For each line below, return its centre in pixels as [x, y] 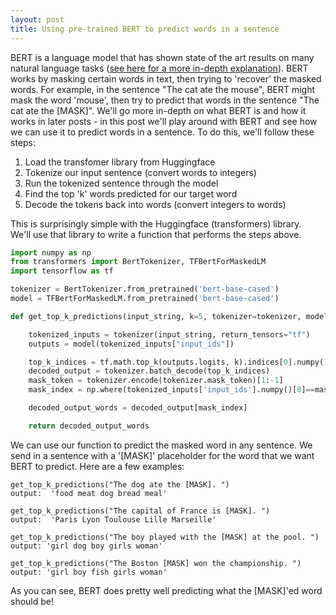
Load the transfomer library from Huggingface [120, 162]
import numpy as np [51, 252]
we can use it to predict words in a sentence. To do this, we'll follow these [162, 132]
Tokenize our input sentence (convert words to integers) [140, 172]
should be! [32, 601]
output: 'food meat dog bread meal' [89, 493]
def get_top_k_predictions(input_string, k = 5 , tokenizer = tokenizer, [156, 316]
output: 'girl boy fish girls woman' [89, 572]
